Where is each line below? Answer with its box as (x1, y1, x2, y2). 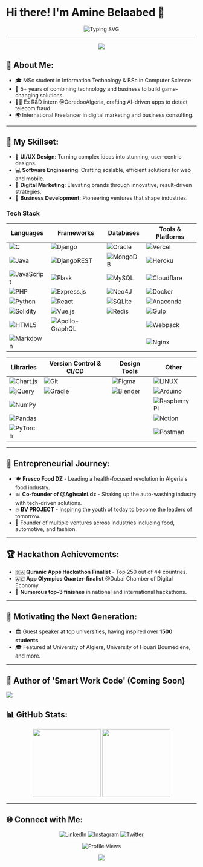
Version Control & (49, 359, 101, 368)
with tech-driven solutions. (14, 499, 82, 506)
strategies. (14, 188, 42, 195)
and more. (14, 652, 41, 659)
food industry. (14, 484, 50, 491)
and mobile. (14, 175, 45, 182)
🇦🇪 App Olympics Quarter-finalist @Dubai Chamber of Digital (14, 575, 173, 582)
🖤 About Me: (6, 60, 54, 70)
